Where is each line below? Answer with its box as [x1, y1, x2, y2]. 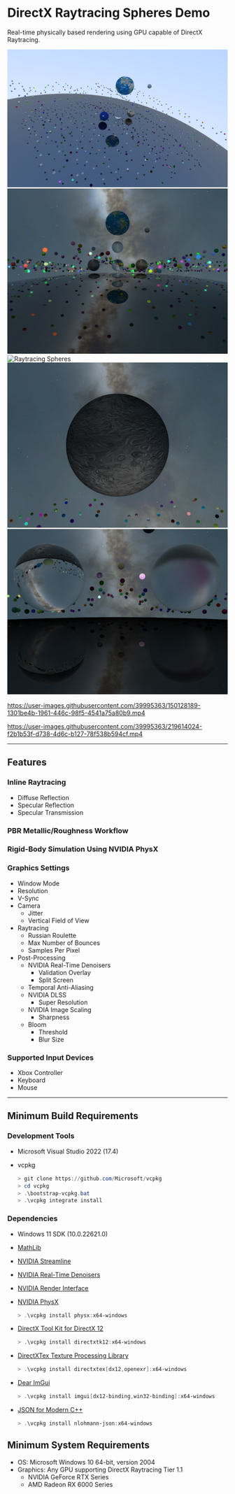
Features [7, 757, 47, 769]
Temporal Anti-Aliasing [27, 983, 94, 991]
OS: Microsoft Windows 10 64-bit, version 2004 [17, 1458, 155, 1466]
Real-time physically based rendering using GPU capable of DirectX [7, 28, 203, 36]
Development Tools [7, 1131, 75, 1141]
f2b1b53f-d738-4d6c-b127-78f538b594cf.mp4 [7, 730, 143, 738]
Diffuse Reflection [17, 793, 70, 802]
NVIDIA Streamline [17, 1257, 71, 1265]
